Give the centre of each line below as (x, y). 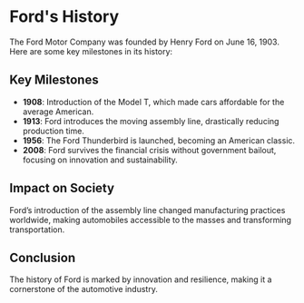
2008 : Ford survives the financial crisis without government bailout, (149, 150)
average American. (58, 112)
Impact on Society (62, 188)
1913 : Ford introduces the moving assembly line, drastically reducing (151, 121)
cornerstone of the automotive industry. (84, 289)
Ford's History (64, 17)
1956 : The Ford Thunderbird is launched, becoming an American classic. (159, 140)
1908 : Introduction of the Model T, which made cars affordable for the (153, 102)
